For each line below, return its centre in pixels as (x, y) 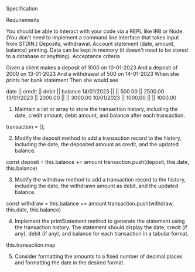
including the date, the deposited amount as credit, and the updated (96, 144)
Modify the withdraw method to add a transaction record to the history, (100, 179)
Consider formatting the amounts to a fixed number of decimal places (98, 256)
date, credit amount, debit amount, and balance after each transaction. (100, 115)
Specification (22, 9)
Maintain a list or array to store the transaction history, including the (96, 109)
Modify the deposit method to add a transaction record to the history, (98, 138)
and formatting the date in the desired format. (69, 263)
